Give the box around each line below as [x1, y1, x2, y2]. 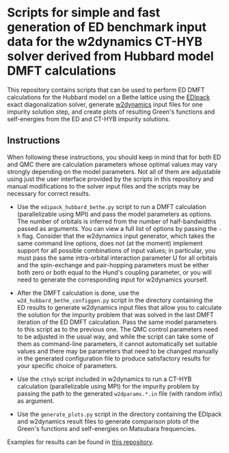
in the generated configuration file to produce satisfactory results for [16, 354, 211, 363]
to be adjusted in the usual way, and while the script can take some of [16, 332, 214, 341]
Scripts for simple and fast [7, 5, 161, 21]
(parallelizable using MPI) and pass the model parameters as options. [16, 210, 213, 218]
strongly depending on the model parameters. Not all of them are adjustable [7, 167, 221, 175]
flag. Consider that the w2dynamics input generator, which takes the [21, 232, 215, 240]
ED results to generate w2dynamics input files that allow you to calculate [16, 303, 222, 311]
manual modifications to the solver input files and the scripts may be [7, 182, 200, 190]
